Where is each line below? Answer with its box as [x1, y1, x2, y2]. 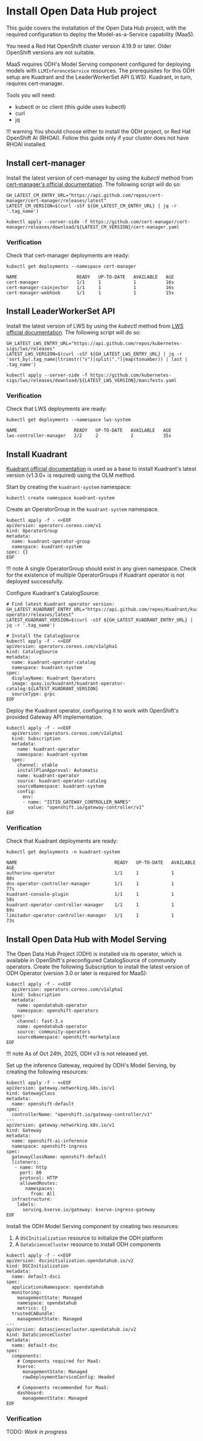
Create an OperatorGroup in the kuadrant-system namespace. [6, 505, 159, 513]
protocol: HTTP [19, 1175, 59, 1181]
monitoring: [11, 1289, 42, 1296]
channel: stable [17, 762, 59, 768]
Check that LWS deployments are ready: [6, 405, 108, 412]
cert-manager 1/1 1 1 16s [6, 279, 174, 285]
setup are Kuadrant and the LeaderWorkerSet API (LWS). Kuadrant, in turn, [6, 73, 192, 80]
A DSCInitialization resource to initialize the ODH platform [14, 1234, 163, 1242]
